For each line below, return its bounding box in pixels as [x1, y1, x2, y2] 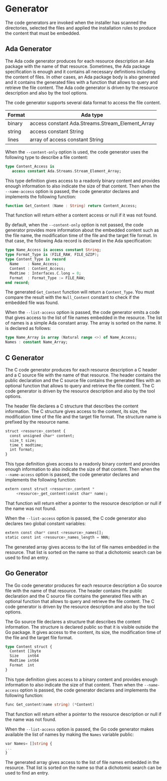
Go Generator [5, 569, 48, 577]
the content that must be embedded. [5, 30, 81, 36]
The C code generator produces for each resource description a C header [5, 366, 157, 372]
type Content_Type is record [5, 257, 66, 262]
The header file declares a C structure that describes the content [5, 403, 139, 409]
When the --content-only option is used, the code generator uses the [5, 148, 149, 155]
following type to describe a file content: [5, 154, 88, 160]
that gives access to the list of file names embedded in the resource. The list [5, 314, 163, 320]
